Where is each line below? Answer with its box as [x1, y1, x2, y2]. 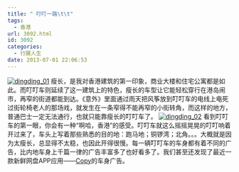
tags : [7, 17, 23, 24]
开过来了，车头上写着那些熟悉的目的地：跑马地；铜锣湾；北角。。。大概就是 [7, 130, 225, 138]
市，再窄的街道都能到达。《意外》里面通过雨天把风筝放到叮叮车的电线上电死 [7, 94, 229, 103]
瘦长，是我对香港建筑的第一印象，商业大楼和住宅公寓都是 [51, 76, 219, 85]
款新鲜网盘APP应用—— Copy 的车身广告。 [7, 156, 129, 165]
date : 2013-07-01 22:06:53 [7, 57, 87, 64]
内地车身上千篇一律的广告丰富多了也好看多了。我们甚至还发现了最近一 [26, 147, 232, 156]
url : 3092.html [7, 30, 53, 38]
